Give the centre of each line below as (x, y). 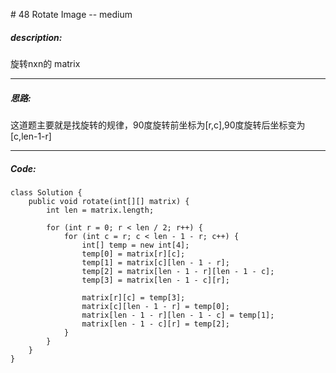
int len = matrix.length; (100, 210)
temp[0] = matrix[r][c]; (133, 254)
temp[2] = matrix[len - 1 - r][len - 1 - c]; (178, 271)
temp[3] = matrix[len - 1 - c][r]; (155, 280)
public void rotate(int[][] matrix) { (109, 201)
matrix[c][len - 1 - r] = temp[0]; (155, 306)
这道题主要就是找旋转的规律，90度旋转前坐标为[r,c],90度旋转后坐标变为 (158, 125)
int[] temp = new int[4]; (135, 245)
